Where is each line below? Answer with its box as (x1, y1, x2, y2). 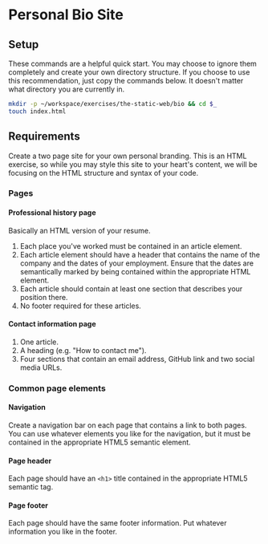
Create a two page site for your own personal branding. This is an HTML (8, 151, 247, 160)
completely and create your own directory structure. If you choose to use (8, 67, 250, 77)
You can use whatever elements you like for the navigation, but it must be (8, 429, 251, 439)
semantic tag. (8, 482, 54, 492)
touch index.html (8, 107, 67, 116)
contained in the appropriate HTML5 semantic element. (8, 437, 191, 447)
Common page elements (8, 383, 106, 394)
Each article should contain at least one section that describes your (19, 283, 243, 294)
